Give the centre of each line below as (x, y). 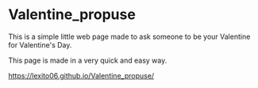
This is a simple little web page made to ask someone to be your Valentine (129, 36)
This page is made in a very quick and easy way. (88, 60)
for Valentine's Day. (40, 44)
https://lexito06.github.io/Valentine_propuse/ (81, 75)
